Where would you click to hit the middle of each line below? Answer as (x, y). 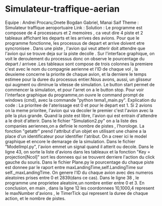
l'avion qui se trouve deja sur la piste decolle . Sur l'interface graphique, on (80, 53)
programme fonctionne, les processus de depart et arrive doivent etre (75, 43)
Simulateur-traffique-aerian (62, 9)
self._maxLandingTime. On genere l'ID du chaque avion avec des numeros (79, 172)
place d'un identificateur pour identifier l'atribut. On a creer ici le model (76, 136)
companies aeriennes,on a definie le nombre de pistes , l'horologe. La (75, 126)
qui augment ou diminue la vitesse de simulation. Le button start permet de (80, 84)
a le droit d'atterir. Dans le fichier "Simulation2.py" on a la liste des (71, 121)
